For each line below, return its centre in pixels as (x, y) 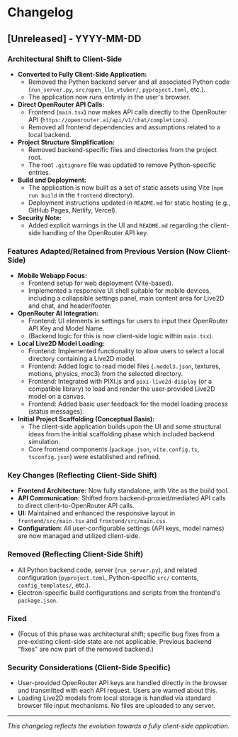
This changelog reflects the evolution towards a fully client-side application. (119, 726)
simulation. (44, 442)
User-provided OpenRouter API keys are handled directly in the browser (123, 683)
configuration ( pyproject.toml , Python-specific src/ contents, (108, 577)
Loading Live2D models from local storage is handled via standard (114, 698)
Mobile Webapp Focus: (52, 276)
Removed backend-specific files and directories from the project (123, 149)
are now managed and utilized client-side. (79, 536)
